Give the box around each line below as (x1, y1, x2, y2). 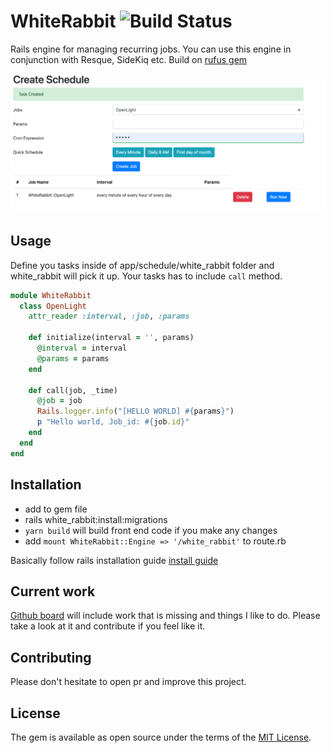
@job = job (36, 396, 83, 406)
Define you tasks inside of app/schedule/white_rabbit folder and (10, 259, 275, 271)
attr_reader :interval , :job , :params (28, 311, 190, 322)
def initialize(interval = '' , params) (28, 333, 195, 343)
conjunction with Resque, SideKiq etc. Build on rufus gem (10, 53, 248, 65)
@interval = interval (36, 343, 128, 354)
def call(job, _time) (28, 385, 118, 395)
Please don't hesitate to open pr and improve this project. (10, 676, 247, 688)
